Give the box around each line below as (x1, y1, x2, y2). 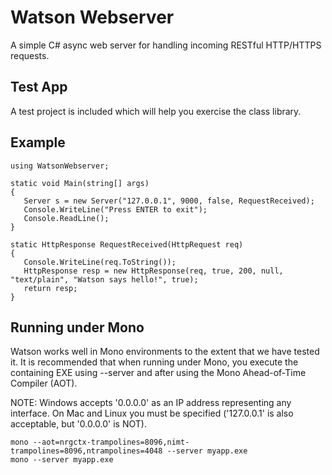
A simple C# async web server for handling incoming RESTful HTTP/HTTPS (10, 39, 322, 51)
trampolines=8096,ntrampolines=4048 (10, 446, 163, 456)
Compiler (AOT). (10, 377, 78, 390)
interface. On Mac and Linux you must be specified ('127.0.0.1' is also (10, 407, 294, 420)
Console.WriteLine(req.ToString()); (23, 257, 177, 267)
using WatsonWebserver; (10, 161, 110, 171)
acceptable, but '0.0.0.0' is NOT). (10, 418, 147, 430)
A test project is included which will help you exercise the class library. (10, 105, 302, 117)
